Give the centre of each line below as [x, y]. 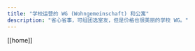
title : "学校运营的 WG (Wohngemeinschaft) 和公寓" [78, 14]
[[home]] [20, 40]
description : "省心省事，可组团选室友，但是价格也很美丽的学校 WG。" [98, 20]
